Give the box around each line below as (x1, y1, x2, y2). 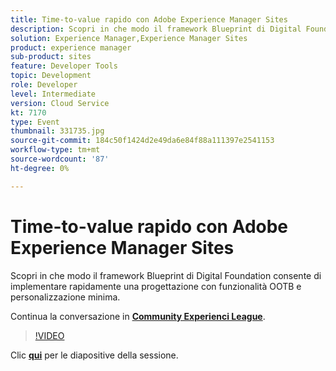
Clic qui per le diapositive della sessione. (10, 349, 179, 361)
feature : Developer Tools (10, 61, 118, 71)
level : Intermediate (10, 89, 97, 99)
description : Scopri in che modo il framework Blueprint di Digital (10, 24, 302, 34)
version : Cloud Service (10, 98, 110, 108)
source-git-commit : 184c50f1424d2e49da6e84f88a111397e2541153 (10, 136, 275, 146)
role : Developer (10, 80, 78, 90)
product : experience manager (10, 42, 132, 53)
